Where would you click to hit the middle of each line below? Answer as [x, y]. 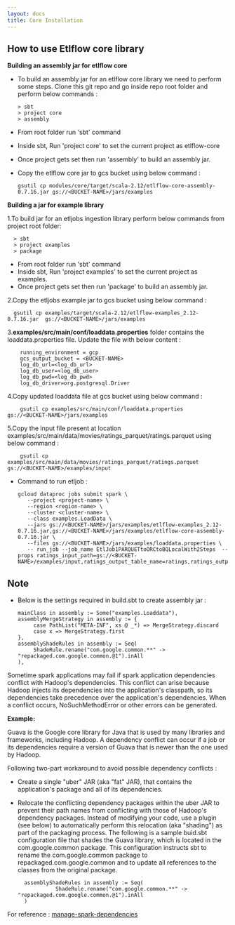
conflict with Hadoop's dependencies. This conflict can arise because [108, 683]
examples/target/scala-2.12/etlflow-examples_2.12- [122, 313]
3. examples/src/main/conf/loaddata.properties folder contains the [106, 332]
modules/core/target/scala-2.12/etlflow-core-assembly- [132, 186]
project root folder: [34, 226]
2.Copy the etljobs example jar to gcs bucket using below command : [107, 300]
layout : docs [26, 14]
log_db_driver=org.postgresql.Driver [75, 383]
